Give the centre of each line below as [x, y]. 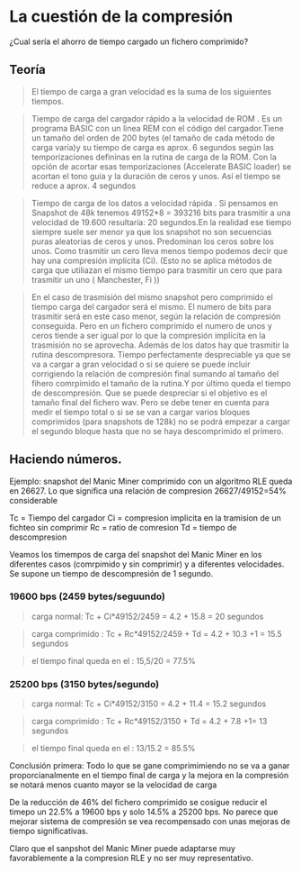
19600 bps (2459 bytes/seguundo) [88, 596]
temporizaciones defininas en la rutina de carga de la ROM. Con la [154, 157]
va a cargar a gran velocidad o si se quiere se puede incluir [141, 364]
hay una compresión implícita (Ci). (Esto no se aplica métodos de [151, 260]
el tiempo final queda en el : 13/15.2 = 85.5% [113, 749]
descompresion [38, 537]
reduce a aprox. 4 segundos [84, 186]
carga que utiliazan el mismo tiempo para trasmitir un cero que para [157, 270]
